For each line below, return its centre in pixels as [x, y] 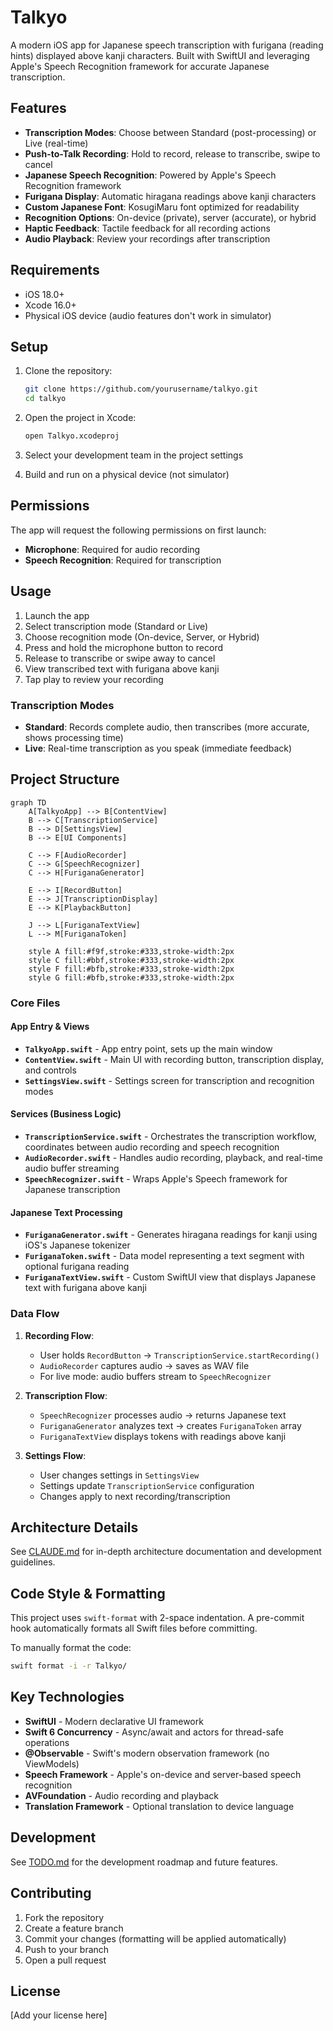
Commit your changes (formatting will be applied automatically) [155, 1938]
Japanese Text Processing [66, 1212]
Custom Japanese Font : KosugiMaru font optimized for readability [162, 207]
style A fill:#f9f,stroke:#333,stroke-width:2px [131, 951]
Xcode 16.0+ [50, 305]
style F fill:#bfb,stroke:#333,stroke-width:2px [131, 969]
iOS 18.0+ [44, 294]
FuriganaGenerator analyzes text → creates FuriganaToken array [170, 1425]
